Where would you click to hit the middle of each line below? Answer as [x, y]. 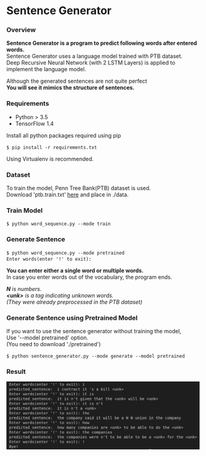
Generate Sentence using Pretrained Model [72, 318]
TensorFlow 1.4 [34, 123]
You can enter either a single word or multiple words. [75, 270]
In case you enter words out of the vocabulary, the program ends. [90, 277]
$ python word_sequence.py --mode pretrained [65, 253]
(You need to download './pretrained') [54, 344]
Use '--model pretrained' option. [48, 338]
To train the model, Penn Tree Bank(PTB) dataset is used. [79, 188]
